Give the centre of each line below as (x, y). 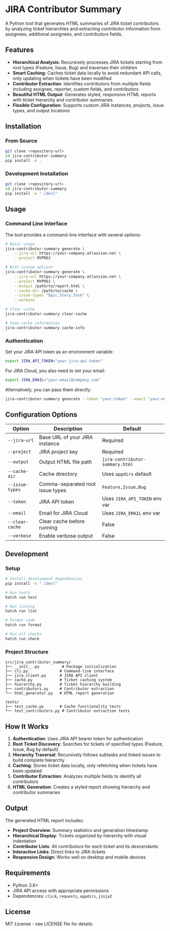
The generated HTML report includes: (45, 820)
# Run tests (18, 593)
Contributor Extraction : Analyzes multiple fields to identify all (77, 776)
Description (68, 429)
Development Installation (37, 173)
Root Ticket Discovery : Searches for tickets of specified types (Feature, (88, 744)
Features (19, 50)
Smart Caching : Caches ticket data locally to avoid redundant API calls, (87, 73)
